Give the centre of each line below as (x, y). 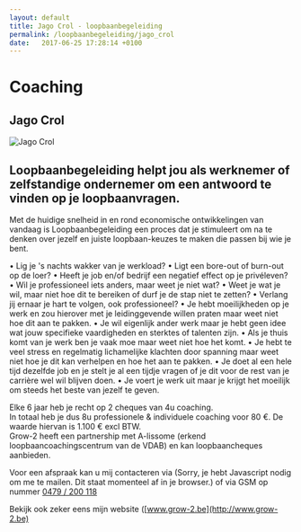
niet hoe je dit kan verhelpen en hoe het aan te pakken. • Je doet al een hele (150, 361)
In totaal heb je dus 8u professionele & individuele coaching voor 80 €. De (146, 417)
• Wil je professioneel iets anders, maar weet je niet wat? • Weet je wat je (145, 285)
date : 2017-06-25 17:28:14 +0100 (76, 43)
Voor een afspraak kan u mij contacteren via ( (93, 473)
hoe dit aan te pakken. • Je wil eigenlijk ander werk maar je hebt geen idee (148, 324)
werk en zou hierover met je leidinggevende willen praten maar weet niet (144, 314)
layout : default (40, 18)
